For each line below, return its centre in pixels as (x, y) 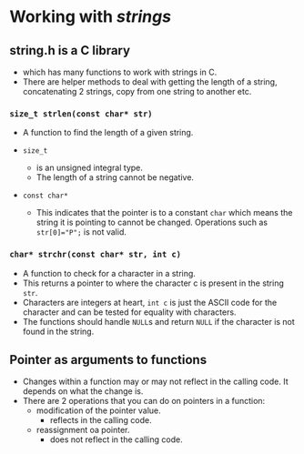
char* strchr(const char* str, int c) (96, 255)
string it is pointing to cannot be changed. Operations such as (152, 222)
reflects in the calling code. (101, 420)
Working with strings (90, 17)
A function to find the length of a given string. (108, 133)
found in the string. (58, 331)
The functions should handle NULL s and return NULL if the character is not (159, 321)
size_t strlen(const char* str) (81, 114)
